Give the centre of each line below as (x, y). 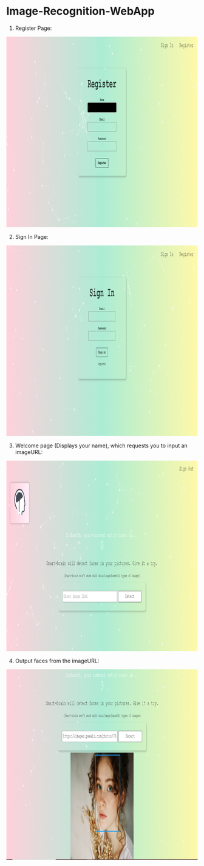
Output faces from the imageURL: (57, 661)
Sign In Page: (32, 236)
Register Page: (33, 28)
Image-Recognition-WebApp (80, 11)
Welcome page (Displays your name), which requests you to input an (101, 445)
